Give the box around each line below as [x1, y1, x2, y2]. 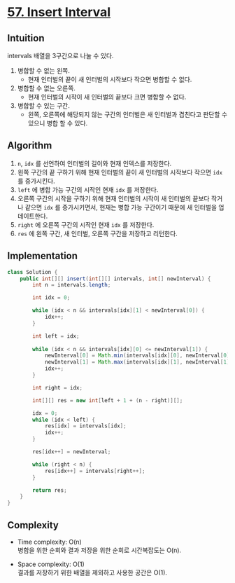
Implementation [7, 250, 78, 262]
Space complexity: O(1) [17, 560, 85, 568]
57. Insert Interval [7, 4, 111, 20]
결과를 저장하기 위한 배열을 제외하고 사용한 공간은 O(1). [17, 568, 168, 577]
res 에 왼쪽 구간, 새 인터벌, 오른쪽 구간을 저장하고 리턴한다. [17, 229, 178, 238]
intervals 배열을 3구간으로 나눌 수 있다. [7, 52, 114, 60]
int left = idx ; [32, 332, 80, 340]
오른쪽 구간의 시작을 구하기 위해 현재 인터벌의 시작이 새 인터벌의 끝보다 [17, 194, 210, 203]
